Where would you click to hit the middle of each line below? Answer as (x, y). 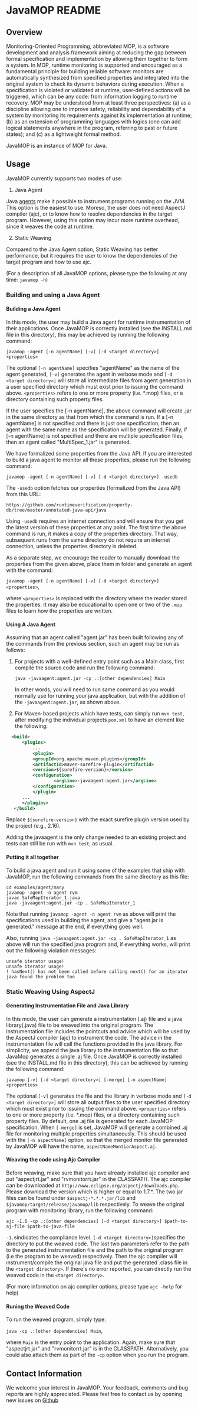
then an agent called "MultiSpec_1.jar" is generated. (69, 442)
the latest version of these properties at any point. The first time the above (96, 527)
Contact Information (44, 1373)
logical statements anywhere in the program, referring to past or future (92, 128)
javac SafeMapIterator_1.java (43, 898)
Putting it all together (32, 857)
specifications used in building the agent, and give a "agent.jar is (85, 920)
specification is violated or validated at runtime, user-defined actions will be (98, 90)
